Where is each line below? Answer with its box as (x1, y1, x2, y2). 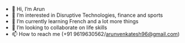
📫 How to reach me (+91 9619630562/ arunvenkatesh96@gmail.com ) (11, 31, 180, 37)
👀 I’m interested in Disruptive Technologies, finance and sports (11, 12, 163, 19)
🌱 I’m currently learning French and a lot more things (11, 18, 139, 24)
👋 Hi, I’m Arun (11, 6, 45, 12)
